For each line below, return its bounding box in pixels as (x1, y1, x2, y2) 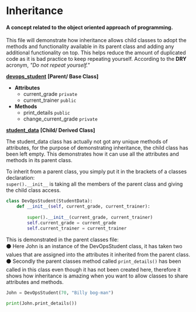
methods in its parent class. (6, 157, 73, 164)
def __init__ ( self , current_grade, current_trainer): (16, 204, 150, 210)
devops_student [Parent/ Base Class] (6, 73, 99, 80)
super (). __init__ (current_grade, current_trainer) (27, 215, 153, 221)
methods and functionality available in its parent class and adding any (6, 43, 174, 50)
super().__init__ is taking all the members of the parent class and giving (6, 180, 183, 188)
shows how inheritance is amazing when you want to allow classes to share (6, 272, 188, 279)
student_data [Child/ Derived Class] (6, 127, 95, 134)
